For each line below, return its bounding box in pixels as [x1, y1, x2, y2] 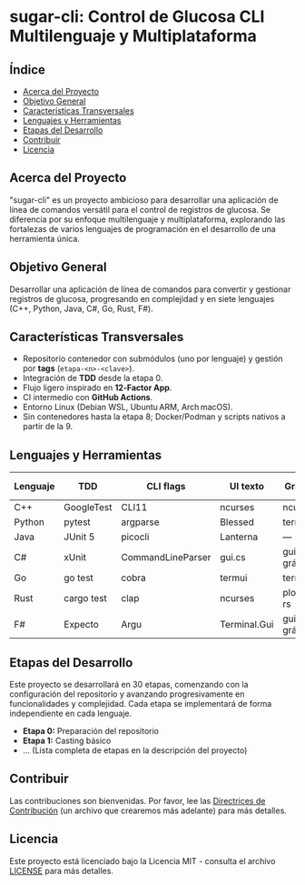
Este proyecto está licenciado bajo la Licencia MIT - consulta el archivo [9, 855, 276, 866]
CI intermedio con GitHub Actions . [22, 392, 153, 403]
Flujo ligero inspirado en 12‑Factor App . [22, 382, 172, 393]
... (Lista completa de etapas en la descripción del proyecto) [22, 745, 248, 756]
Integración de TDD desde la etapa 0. [22, 373, 163, 384]
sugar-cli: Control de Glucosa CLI [9, 6, 265, 27]
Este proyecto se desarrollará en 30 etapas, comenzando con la [9, 679, 249, 690]
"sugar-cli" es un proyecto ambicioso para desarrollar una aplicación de [9, 194, 279, 206]
